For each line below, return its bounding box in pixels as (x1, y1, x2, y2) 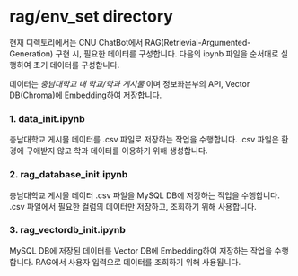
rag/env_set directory (9, 6, 173, 27)
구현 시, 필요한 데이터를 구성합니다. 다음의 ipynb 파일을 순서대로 (55, 47, 279, 59)
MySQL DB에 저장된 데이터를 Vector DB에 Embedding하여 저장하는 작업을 (9, 245, 273, 256)
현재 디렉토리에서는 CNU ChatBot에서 (9, 37, 144, 47)
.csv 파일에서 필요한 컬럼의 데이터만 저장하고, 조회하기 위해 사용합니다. (9, 201, 258, 211)
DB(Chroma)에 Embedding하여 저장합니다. (9, 90, 162, 100)
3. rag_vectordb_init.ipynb (9, 224, 126, 237)
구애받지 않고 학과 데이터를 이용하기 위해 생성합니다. (25, 145, 208, 156)
